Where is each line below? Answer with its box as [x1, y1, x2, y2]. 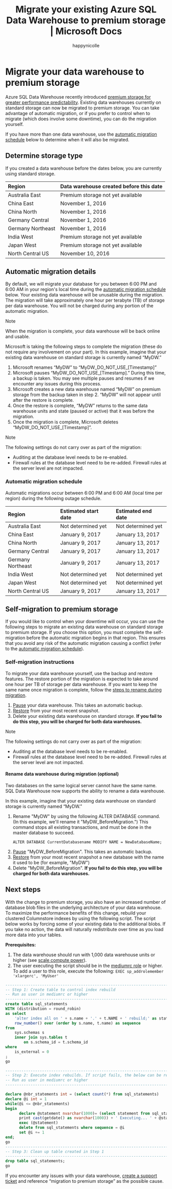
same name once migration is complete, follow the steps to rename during [5, 686, 162, 693]
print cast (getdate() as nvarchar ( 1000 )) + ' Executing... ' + [18, 1116, 157, 1121]
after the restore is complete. [12, 397, 74, 403]
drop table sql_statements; [5, 1159, 66, 1164]
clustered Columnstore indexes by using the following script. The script [5, 915, 156, 921]
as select [5, 1011, 27, 1016]
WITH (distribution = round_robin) [5, 1006, 81, 1012]
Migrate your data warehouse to [5, 66, 144, 78]
